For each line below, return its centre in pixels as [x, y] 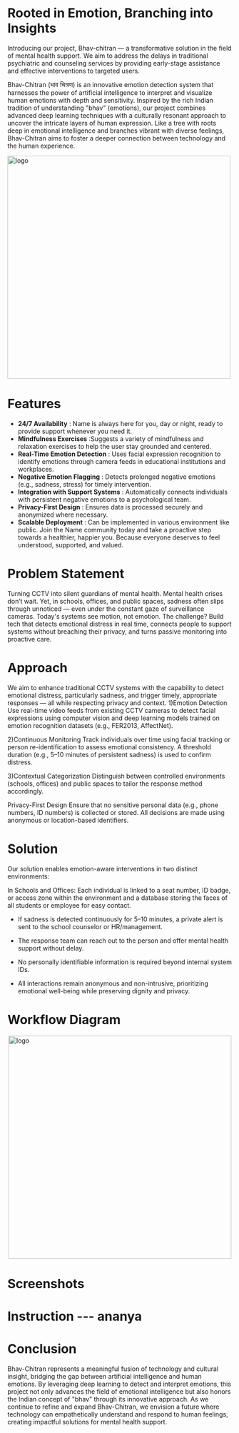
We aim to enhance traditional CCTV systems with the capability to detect [116, 687]
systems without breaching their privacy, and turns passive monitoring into [117, 631]
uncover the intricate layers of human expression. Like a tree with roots [112, 123]
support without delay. [51, 948]
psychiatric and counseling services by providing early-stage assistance [114, 63]
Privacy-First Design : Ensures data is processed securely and [110, 507]
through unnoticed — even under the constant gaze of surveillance [106, 609]
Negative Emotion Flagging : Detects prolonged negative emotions [117, 477]
